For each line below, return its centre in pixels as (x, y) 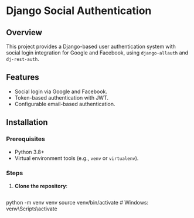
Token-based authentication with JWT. (62, 97)
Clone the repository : (41, 186)
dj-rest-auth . (23, 59)
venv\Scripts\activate (32, 209)
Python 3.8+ (30, 152)
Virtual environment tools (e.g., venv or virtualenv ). (76, 158)
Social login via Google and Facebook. (61, 91)
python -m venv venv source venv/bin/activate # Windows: (77, 202)
